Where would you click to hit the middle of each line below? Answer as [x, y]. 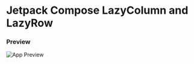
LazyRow [30, 23]
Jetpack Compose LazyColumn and [97, 10]
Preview [18, 42]
